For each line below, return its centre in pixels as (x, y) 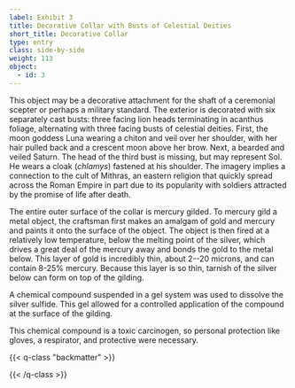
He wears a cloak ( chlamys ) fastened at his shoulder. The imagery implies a (147, 166)
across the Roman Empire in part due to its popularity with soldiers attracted (148, 185)
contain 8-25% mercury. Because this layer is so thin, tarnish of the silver (143, 268)
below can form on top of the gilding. (77, 277)
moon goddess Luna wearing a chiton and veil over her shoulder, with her (144, 137)
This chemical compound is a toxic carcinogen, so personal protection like (145, 330)
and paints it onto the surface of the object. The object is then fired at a (140, 230)
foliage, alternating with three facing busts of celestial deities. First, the (139, 128)
